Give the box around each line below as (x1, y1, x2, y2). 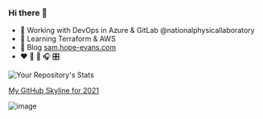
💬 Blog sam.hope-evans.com (19, 43, 117, 52)
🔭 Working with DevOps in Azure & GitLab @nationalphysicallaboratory (19, 26, 255, 35)
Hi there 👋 (8, 7, 48, 18)
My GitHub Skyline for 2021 (8, 86, 99, 96)
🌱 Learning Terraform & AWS (19, 34, 117, 43)
